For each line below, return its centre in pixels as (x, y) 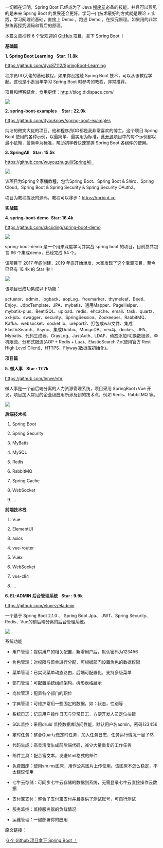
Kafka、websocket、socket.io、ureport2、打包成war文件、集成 (69, 323)
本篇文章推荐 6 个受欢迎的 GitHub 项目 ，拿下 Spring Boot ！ (65, 36)
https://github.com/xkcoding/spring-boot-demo (53, 227)
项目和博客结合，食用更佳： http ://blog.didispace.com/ (59, 92)
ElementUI (22, 529)
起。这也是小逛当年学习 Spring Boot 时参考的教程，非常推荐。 (67, 82)
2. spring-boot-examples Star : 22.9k (45, 111)
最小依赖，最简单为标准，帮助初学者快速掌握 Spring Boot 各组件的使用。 (78, 143)
